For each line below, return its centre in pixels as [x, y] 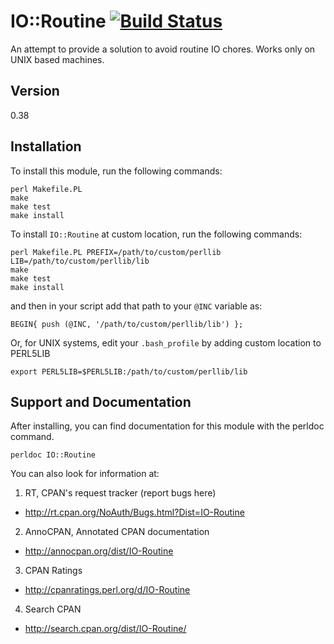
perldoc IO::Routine [53, 455]
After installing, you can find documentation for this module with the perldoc [167, 426]
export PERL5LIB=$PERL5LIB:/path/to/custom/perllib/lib [129, 371]
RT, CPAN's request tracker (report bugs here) [120, 493]
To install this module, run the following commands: [116, 171]
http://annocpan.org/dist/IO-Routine [99, 551]
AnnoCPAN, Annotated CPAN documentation [117, 532]
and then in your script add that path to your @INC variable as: [136, 306]
